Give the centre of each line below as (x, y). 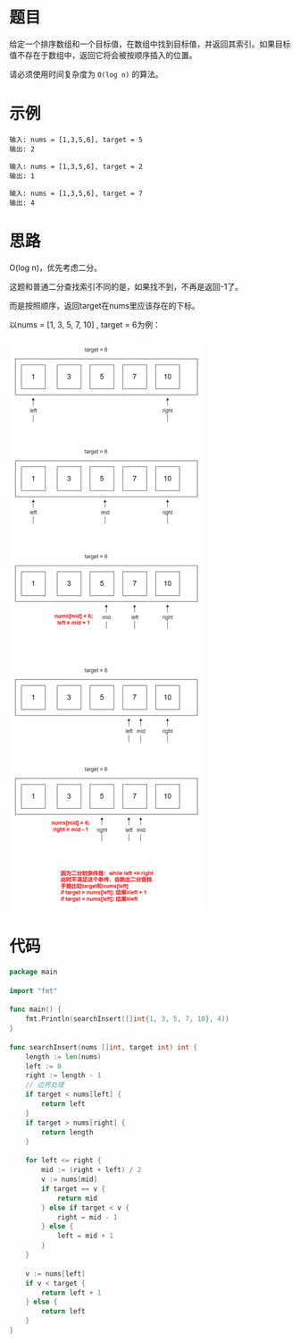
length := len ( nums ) (63, 1057)
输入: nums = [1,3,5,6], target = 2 (76, 166)
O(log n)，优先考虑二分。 (56, 268)
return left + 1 (71, 1293)
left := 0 (44, 1066)
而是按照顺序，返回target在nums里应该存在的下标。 (105, 305)
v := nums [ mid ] (70, 1179)
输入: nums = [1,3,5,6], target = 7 (76, 193)
